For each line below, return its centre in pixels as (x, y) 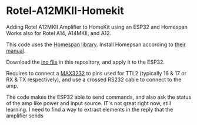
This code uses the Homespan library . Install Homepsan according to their (96, 44)
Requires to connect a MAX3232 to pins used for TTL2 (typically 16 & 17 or (96, 73)
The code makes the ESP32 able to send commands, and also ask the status (99, 97)
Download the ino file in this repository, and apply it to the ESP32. (86, 62)
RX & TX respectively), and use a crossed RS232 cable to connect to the (94, 79)
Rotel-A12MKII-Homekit (65, 11)
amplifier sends (25, 116)
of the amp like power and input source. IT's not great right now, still (89, 103)
